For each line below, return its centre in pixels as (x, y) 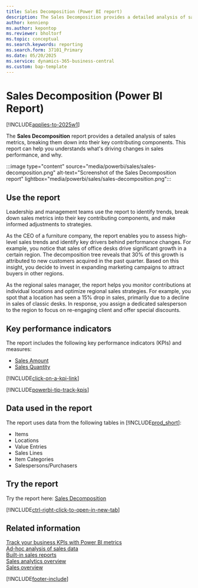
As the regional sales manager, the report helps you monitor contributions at (99, 285)
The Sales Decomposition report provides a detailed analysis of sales (91, 136)
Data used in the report (49, 408)
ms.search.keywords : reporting (44, 45)
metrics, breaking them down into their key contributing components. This (96, 142)
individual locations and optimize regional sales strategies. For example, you (99, 291)
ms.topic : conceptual (33, 39)
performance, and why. (34, 155)
